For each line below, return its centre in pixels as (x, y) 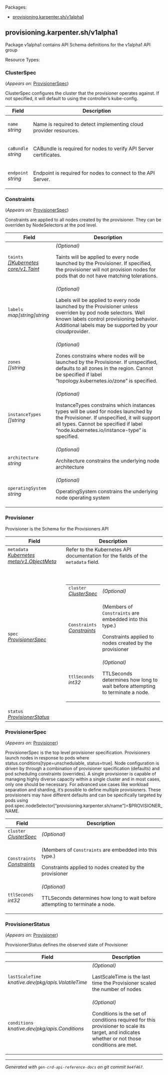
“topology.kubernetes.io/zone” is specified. (106, 381)
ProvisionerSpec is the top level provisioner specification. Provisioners (78, 752)
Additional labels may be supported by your (107, 325)
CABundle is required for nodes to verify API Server (93, 148)
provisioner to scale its (118, 1026)
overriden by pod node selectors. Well (100, 313)
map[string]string (28, 315)
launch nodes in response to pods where (47, 758)
